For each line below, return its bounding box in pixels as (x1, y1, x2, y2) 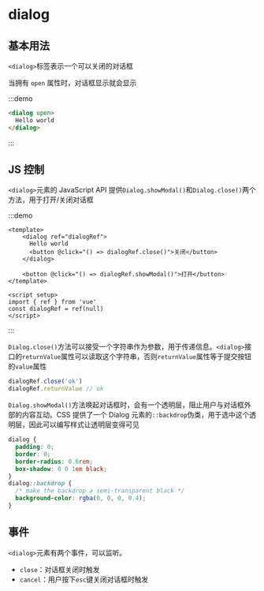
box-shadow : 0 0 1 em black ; (15, 465, 108, 473)
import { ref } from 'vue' (8, 298, 97, 306)
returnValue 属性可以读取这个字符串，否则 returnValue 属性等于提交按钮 (22, 352, 252, 361)
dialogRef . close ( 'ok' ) (8, 377, 83, 386)
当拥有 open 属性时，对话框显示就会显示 (8, 78, 137, 88)
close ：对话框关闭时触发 (19, 564, 100, 574)
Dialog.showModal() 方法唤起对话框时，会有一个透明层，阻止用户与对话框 (8, 400, 244, 410)
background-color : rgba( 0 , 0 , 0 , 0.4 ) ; (15, 495, 147, 503)
